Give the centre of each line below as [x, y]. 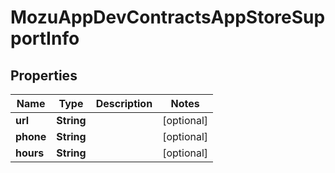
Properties [44, 75]
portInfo [45, 38]
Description [124, 103]
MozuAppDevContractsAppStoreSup [168, 17]
